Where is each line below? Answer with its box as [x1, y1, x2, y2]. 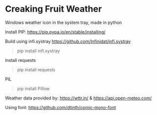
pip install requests [17, 67, 55, 73]
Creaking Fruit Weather [5, 3, 102, 15]
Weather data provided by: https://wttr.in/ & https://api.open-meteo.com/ [5, 95, 152, 101]
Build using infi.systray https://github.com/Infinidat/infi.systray [5, 38, 131, 44]
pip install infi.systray [17, 48, 60, 54]
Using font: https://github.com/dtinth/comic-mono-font [5, 104, 116, 110]
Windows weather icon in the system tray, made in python [5, 19, 122, 25]
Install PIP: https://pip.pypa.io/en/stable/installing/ [5, 29, 106, 35]
